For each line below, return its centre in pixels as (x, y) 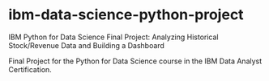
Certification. (30, 69)
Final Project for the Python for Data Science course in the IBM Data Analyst (135, 61)
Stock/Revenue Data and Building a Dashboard (86, 45)
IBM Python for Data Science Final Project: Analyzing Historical (113, 37)
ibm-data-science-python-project (126, 15)
